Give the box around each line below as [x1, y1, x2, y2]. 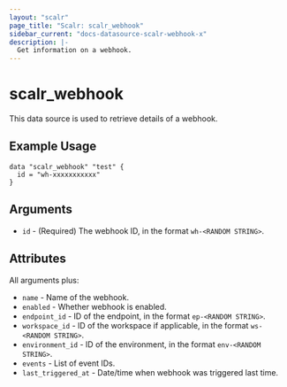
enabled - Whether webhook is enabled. [21, 301, 168, 312]
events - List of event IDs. [21, 358, 116, 368]
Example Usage [9, 139, 97, 154]
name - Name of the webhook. [21, 291, 130, 302]
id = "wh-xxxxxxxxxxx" [17, 170, 101, 179]
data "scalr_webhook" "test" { [9, 162, 125, 171]
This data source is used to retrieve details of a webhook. [9, 113, 218, 124]
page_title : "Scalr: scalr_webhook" [9, 21, 144, 30]
